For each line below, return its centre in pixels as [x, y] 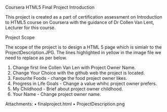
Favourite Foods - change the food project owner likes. [70, 78]
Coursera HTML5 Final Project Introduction [50, 7]
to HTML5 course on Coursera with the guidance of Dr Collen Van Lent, [80, 22]
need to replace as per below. [36, 58]
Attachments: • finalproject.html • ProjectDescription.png [65, 104]
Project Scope [20, 37]
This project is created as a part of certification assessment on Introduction [84, 17]
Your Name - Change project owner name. [57, 94]
